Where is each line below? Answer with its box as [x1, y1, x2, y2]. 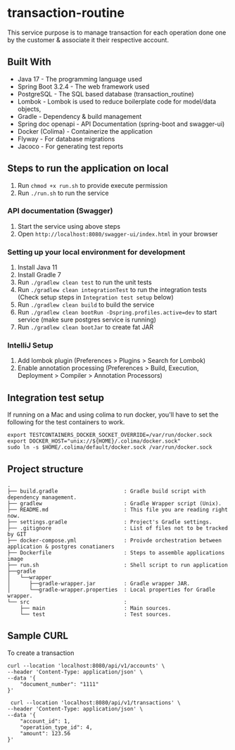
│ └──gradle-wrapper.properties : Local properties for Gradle [7, 586, 216, 594]
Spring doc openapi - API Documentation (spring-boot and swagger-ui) [17, 120, 225, 128]
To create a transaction [7, 649, 75, 657]
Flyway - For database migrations [17, 134, 115, 143]
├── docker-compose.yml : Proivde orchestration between [7, 537, 222, 545]
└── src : [7, 599, 128, 606]
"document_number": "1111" [20, 680, 99, 687]
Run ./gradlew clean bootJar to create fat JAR [17, 323, 154, 331]
